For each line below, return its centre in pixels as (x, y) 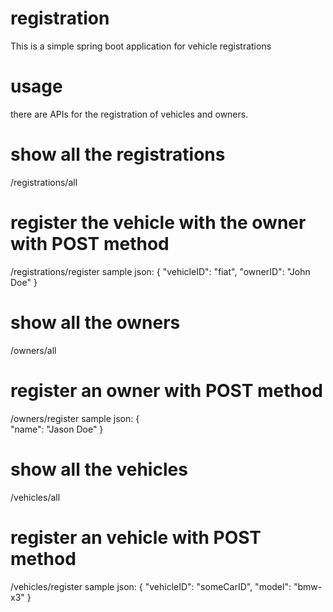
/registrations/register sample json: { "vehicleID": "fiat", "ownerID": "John (160, 271)
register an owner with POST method (166, 390)
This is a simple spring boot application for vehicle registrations (141, 46)
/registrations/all (44, 182)
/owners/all (33, 350)
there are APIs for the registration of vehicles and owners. (129, 114)
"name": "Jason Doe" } (57, 429)
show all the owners (95, 322)
